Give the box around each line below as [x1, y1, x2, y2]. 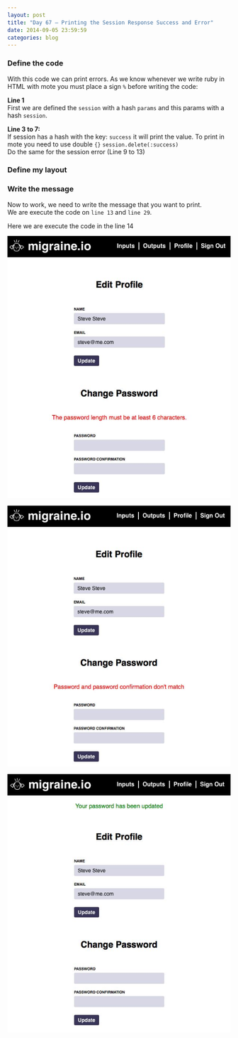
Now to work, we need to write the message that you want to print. [7, 200, 202, 209]
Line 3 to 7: [7, 124, 40, 133]
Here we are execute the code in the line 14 [7, 221, 134, 230]
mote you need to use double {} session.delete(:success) [7, 139, 179, 149]
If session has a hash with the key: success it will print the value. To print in [7, 132, 225, 141]
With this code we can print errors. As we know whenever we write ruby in [7, 75, 225, 83]
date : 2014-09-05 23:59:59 [7, 26, 87, 33]
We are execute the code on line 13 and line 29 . [7, 208, 152, 216]
